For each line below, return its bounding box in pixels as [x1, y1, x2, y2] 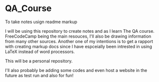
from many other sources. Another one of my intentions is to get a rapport [5, 38, 153, 44]
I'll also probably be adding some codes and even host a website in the [5, 67, 147, 73]
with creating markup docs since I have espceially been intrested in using [5, 43, 152, 49]
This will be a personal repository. [5, 58, 73, 64]
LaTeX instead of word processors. [5, 49, 75, 55]
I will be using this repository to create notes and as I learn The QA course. [5, 28, 155, 34]
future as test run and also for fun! [5, 72, 74, 78]
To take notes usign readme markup [5, 19, 77, 25]
